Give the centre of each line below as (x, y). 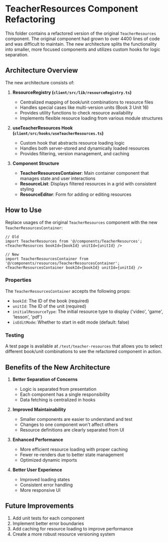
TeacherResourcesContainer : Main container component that (84, 173)
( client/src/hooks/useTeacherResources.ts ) (58, 133)
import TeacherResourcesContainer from (47, 259)
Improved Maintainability (39, 409)
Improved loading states (45, 479)
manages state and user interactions (58, 178)
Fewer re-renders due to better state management (72, 455)
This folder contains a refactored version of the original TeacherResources (81, 33)
